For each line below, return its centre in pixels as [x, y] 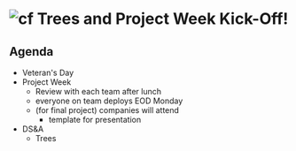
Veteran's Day [48, 72]
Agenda [31, 52]
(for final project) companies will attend [107, 110]
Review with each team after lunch [98, 91]
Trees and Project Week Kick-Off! [163, 19]
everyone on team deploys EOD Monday [109, 101]
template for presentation [95, 120]
